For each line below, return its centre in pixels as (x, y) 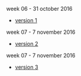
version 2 (26, 44)
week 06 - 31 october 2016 (40, 9)
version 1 (26, 20)
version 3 (26, 67)
